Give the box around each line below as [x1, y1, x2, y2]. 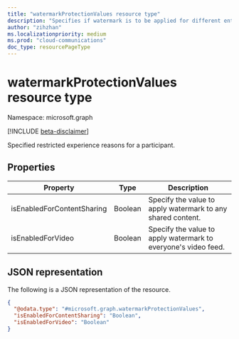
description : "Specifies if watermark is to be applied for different [7, 17, 221, 24]
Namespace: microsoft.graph [7, 113, 93, 121]
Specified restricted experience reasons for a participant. [7, 141, 176, 149]
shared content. [148, 212, 201, 222]
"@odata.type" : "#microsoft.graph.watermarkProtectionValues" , [14, 305, 205, 313]
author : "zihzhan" [7, 24, 62, 31]
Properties [7, 161, 55, 173]
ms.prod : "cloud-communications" [7, 37, 107, 44]
